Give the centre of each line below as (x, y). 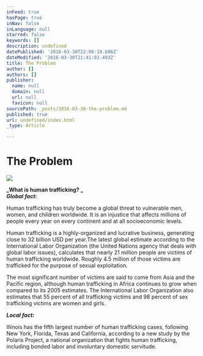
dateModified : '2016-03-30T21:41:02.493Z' (61, 57)
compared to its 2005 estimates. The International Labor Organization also (100, 291)
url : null (24, 97)
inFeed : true (23, 12)
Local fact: (20, 315)
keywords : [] (23, 40)
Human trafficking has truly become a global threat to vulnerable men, (95, 208)
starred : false (26, 35)
